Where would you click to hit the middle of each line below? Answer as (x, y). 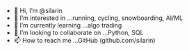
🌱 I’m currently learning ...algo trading (68, 25)
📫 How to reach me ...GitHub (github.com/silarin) (84, 40)
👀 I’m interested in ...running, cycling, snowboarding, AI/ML (98, 18)
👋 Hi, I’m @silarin (38, 11)
